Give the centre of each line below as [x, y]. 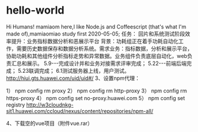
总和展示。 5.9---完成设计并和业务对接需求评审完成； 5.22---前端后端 [102, 63]
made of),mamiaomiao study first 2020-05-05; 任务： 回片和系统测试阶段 [95, 34]
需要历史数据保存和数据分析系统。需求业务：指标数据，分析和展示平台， [104, 49]
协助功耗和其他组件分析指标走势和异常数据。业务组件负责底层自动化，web [97, 56]
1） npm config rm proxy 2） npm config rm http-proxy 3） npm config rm [97, 91]
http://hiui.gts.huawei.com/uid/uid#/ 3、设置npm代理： [73, 78]
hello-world [35, 10]
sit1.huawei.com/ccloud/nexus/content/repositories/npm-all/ [80, 111]
